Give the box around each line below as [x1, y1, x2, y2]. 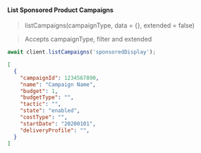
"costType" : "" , [20, 114, 68, 121]
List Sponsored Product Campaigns [7, 6, 114, 14]
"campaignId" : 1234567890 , [20, 74, 99, 81]
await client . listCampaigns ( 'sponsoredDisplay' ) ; [7, 49, 157, 56]
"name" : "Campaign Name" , [20, 81, 97, 88]
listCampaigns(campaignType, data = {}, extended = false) [24, 21, 195, 30]
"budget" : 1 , [20, 87, 59, 94]
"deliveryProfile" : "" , [20, 127, 90, 134]
